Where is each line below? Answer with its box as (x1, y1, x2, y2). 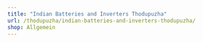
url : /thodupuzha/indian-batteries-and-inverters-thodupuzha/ (7, 17, 196, 24)
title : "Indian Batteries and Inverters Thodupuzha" (7, 10, 167, 18)
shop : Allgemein (7, 23, 56, 31)
